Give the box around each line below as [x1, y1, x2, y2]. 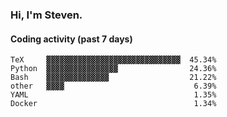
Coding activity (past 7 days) [10, 33, 133, 45]
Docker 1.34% [10, 99, 217, 109]
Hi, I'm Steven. [10, 8, 83, 22]
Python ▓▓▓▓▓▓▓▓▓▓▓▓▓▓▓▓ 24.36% [10, 64, 217, 74]
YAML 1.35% [10, 90, 217, 100]
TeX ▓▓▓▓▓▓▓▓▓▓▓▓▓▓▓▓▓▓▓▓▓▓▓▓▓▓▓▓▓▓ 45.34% [10, 55, 217, 65]
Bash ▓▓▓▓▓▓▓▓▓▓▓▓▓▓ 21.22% [10, 73, 217, 83]
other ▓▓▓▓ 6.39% [10, 81, 217, 92]
